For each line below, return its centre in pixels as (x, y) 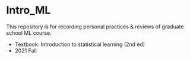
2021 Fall (26, 50)
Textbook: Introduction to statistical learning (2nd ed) (80, 44)
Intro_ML (28, 10)
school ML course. (29, 32)
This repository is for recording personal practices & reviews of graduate (95, 27)
